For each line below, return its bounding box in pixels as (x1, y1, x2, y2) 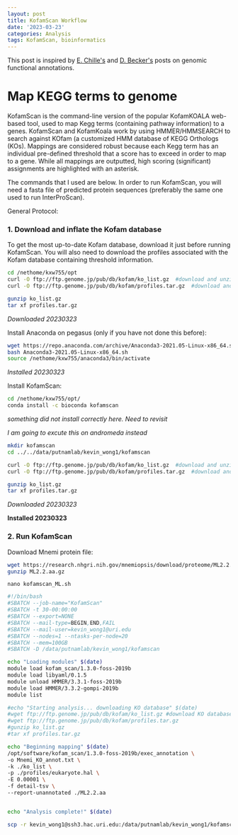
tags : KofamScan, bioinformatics (7, 37, 106, 44)
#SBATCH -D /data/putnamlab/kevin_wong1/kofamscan (7, 645, 160, 653)
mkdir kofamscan (7, 442, 55, 449)
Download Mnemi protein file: (7, 548, 93, 556)
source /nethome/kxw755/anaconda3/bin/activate (7, 355, 151, 362)
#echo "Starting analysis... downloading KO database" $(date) (7, 704, 198, 711)
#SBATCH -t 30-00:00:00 (7, 606, 78, 614)
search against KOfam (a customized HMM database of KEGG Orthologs (7, 134, 219, 143)
